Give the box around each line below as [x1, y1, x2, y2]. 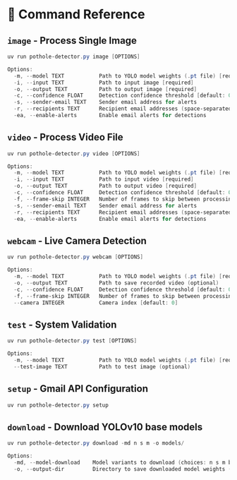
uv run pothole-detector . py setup [7, 402, 109, 409]
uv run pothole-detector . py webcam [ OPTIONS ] [7, 253, 143, 260]
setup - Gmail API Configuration [7, 383, 148, 395]
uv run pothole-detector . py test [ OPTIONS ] [7, 337, 138, 344]
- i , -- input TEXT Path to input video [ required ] [13, 176, 194, 183]
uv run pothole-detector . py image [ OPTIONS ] [7, 53, 140, 60]
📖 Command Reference [7, 6, 145, 23]
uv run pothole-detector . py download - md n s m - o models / [7, 440, 185, 447]
